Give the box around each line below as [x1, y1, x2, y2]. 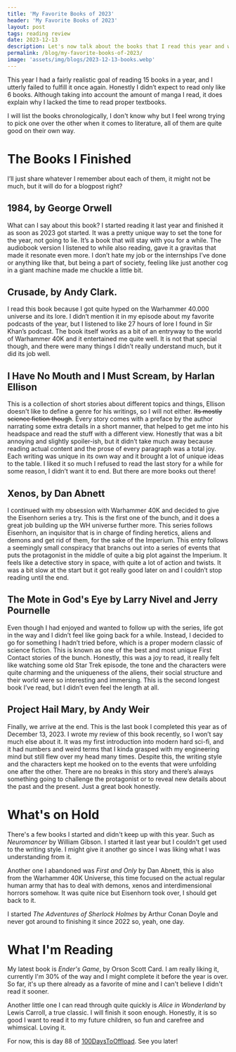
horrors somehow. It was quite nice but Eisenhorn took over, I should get [7, 888, 217, 897]
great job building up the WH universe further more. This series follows [7, 521, 213, 529]
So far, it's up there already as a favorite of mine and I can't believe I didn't [7, 980, 223, 989]
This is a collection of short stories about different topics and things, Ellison [7, 400, 225, 408]
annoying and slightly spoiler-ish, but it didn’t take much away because [7, 437, 213, 445]
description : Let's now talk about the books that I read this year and [7, 43, 225, 50]
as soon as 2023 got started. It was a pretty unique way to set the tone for [7, 228, 223, 236]
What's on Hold [7, 806, 100, 823]
